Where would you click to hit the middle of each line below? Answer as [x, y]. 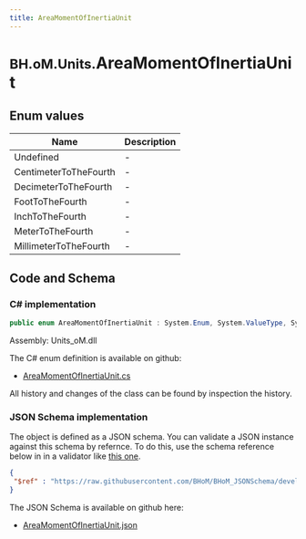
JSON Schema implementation [79, 418]
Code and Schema [62, 279]
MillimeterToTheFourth [62, 245]
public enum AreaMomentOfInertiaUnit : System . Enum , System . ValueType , [148, 323]
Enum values [47, 116]
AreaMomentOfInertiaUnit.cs [76, 376]
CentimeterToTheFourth [65, 171]
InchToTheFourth [50, 216]
